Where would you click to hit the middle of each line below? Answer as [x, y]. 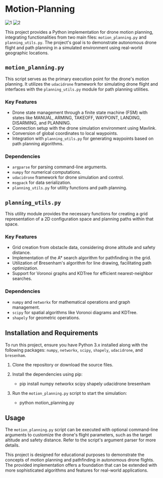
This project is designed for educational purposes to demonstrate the [75, 455]
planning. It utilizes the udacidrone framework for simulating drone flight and [81, 84]
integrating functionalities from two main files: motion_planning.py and [76, 37]
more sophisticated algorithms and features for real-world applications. [77, 470]
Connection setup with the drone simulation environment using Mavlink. [84, 128]
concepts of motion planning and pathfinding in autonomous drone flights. [80, 460]
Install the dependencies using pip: [47, 374]
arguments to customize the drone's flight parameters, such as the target [79, 435]
